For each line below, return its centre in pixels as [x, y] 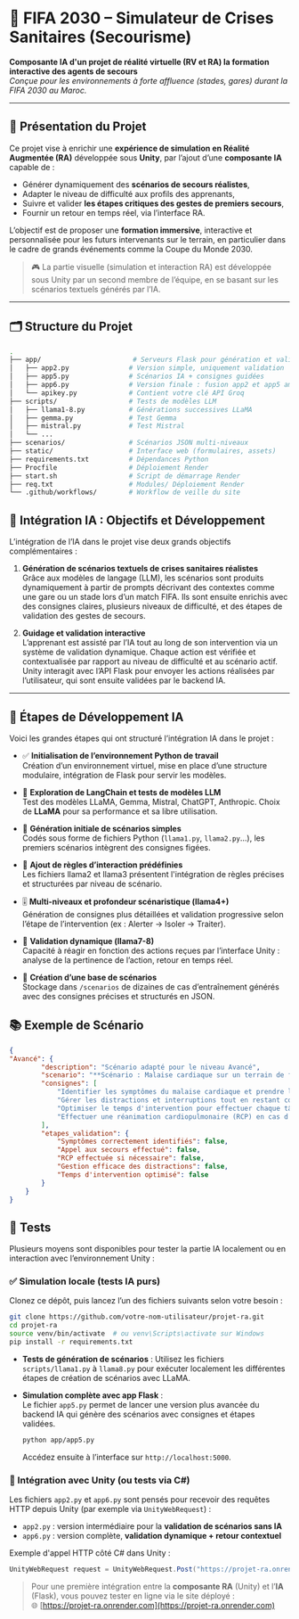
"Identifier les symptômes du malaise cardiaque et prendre [170, 1092]
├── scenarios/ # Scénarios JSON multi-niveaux [129, 443]
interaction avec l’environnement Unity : [82, 1258]
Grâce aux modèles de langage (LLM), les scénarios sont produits [143, 578]
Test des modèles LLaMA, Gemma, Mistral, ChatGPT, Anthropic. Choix [151, 801]
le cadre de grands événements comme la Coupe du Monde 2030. [131, 249]
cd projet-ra [33, 1326]
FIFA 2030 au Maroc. [48, 90]
